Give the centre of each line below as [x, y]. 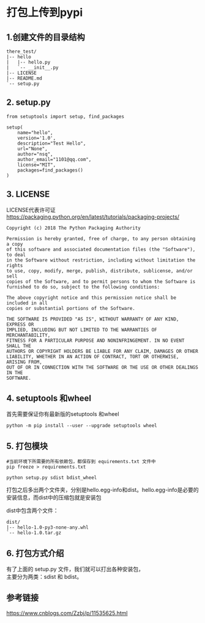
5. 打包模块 [27, 446]
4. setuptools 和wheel [49, 398]
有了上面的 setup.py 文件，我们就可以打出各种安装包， [75, 569]
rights [15, 265]
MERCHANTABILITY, [28, 335]
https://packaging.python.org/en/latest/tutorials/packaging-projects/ [93, 217]
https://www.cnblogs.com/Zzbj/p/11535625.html [67, 613]
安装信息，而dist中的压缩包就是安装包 [54, 497]
